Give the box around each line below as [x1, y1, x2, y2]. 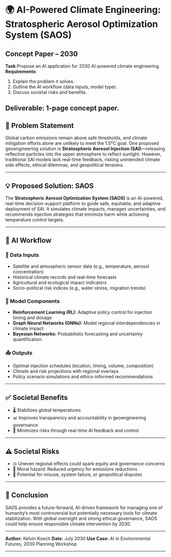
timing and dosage [12, 315, 52, 320]
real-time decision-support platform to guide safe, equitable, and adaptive [5, 200, 161, 207]
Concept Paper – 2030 [5, 49, 78, 58]
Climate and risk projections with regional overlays [12, 368, 119, 374]
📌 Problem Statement [5, 121, 74, 130]
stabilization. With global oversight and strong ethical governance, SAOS [5, 515, 158, 521]
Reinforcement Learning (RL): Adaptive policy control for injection [12, 309, 153, 315]
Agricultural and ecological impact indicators [12, 279, 107, 286]
